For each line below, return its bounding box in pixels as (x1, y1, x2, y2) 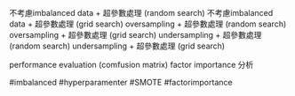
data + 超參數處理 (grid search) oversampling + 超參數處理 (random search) (9, 18, 287, 29)
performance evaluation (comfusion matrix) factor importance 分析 (9, 60, 254, 70)
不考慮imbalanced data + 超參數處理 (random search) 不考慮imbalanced (9, 8, 274, 18)
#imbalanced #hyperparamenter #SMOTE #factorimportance (9, 78, 233, 87)
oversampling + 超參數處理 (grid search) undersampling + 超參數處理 (9, 30, 262, 40)
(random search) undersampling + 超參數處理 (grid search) (9, 41, 225, 51)
